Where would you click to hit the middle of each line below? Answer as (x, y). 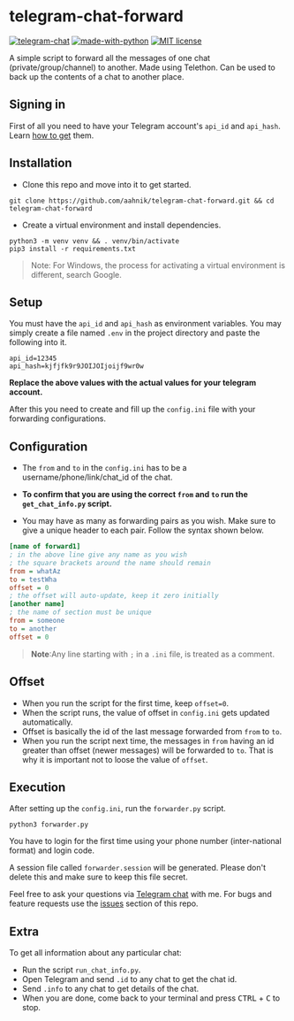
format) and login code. (52, 850)
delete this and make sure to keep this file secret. (98, 877)
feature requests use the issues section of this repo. (104, 903)
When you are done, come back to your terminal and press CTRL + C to (151, 998)
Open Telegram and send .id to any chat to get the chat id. (129, 979)
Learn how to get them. (52, 135)
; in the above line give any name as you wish (98, 555)
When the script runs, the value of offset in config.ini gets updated (146, 712)
